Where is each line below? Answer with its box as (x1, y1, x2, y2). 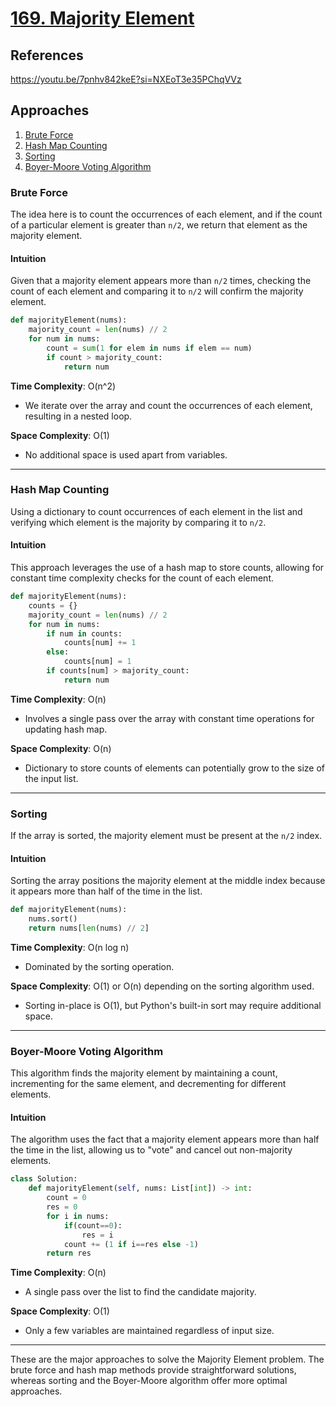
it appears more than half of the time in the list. (10, 885, 203, 897)
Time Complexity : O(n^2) (10, 380, 117, 392)
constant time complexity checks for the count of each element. (10, 572, 274, 584)
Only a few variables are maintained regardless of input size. (24, 1325, 275, 1337)
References (10, 47, 84, 64)
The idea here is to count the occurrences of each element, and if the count (10, 208, 323, 221)
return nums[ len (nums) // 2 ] (28, 923, 150, 934)
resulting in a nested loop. (24, 410, 133, 422)
